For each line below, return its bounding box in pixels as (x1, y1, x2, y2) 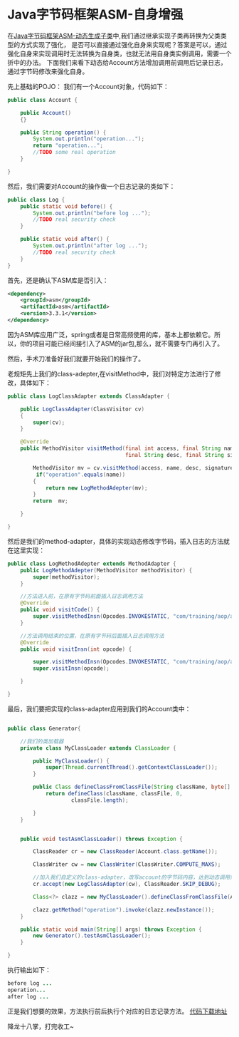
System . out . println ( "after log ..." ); (33, 242, 148, 249)
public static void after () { (20, 236, 110, 243)
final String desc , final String (124, 452, 224, 459)
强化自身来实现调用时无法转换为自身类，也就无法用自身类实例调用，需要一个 (7, 49, 232, 58)
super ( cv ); (33, 418, 65, 426)
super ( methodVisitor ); (33, 573, 100, 581)
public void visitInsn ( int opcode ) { (20, 646, 132, 653)
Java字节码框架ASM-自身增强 (7, 6, 184, 23)
